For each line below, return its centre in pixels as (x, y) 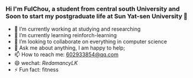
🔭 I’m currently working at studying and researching (77, 29)
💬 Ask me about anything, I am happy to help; (70, 48)
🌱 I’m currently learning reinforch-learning (65, 35)
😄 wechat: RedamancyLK (46, 63)
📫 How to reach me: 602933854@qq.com (66, 54)
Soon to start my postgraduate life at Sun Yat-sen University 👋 (96, 16)
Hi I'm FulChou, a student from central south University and (93, 9)
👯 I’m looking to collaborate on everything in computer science (90, 42)
